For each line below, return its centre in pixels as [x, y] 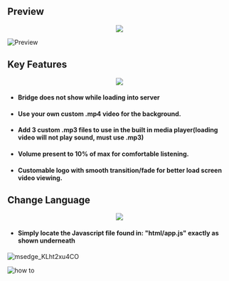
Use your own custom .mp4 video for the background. [99, 114]
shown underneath [47, 240]
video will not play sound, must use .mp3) [81, 137]
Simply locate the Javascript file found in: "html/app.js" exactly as [118, 233]
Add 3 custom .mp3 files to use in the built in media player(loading [118, 130]
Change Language [49, 200]
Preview [26, 12]
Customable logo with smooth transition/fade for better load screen [120, 170]
